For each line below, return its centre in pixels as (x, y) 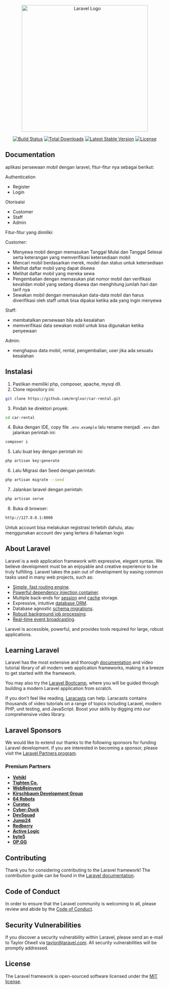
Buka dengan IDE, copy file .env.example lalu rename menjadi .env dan (86, 427)
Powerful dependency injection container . (56, 592)
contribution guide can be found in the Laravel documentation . (70, 876)
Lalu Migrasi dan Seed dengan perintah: (54, 471)
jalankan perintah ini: (34, 433)
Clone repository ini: (34, 389)
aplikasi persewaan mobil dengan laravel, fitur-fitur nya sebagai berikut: (80, 167)
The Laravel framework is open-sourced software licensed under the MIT (81, 976)
